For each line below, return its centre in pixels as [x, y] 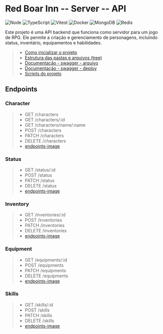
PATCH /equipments [45, 270]
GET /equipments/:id [46, 260]
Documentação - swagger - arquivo [61, 63]
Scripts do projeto [43, 73]
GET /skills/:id [39, 305]
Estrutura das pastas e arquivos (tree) [63, 57]
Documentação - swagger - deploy [61, 68]
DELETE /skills [40, 321]
